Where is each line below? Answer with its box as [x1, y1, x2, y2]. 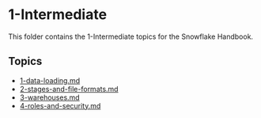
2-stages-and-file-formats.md [19, 84, 119, 93]
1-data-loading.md [19, 75, 81, 85]
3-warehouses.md [19, 93, 81, 102]
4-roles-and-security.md [19, 101, 101, 110]
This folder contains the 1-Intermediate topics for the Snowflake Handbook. [8, 32, 254, 41]
